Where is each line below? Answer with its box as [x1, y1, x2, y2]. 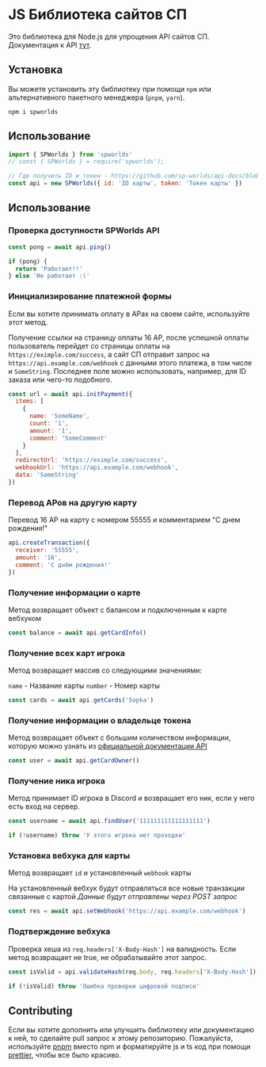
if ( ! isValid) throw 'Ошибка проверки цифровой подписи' [8, 982, 200, 990]
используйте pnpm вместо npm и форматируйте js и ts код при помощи [8, 1042, 251, 1051]
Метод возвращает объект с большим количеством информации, [8, 733, 231, 742]
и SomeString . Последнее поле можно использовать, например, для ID [8, 366, 247, 375]
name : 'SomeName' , [28, 412, 90, 421]
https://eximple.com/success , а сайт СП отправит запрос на [8, 349, 210, 359]
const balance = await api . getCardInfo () [8, 628, 147, 637]
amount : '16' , [15, 553, 62, 562]
